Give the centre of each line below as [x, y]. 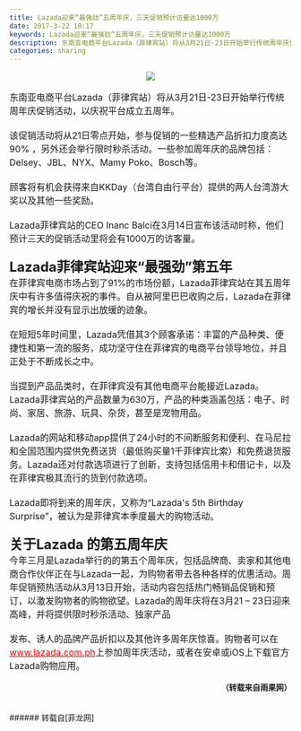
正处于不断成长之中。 [55, 361]
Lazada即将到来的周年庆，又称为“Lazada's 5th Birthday [126, 503]
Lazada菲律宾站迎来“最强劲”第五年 [121, 267]
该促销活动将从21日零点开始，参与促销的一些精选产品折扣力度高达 [149, 135]
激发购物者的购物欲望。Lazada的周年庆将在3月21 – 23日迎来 [163, 601]
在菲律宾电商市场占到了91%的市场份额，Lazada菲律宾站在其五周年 [150, 283]
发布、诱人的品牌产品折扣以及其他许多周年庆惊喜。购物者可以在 [144, 640]
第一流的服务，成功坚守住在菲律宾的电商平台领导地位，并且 [162, 348]
